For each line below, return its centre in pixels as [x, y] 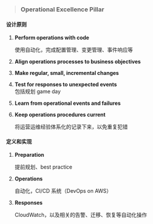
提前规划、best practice [43, 167]
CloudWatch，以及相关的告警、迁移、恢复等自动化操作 [81, 215]
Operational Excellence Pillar [62, 9]
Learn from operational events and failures [68, 103]
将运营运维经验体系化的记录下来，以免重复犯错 [71, 127]
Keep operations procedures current [60, 115]
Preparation [29, 155]
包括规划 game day [38, 91]
